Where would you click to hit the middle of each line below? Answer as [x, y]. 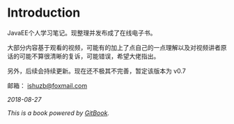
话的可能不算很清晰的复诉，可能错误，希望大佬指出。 [84, 56]
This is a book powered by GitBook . [58, 113]
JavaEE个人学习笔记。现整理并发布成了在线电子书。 [82, 33]
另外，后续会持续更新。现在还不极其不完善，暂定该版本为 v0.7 [97, 71]
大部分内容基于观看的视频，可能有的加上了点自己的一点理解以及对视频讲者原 [117, 47]
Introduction [44, 13]
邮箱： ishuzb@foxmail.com [47, 85]
